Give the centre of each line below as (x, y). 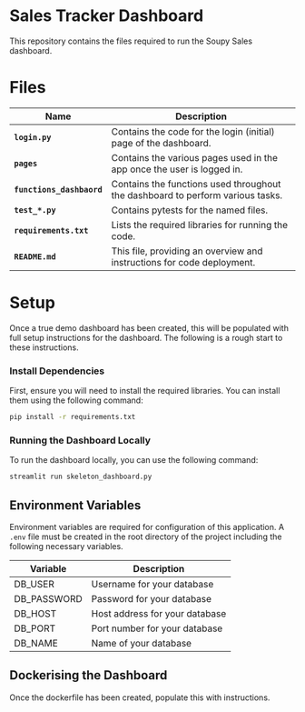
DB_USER (34, 584)
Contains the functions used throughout (196, 184)
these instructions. (44, 347)
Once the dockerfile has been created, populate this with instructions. (140, 697)
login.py (33, 137)
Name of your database (142, 643)
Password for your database (151, 598)
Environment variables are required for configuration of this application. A (147, 526)
